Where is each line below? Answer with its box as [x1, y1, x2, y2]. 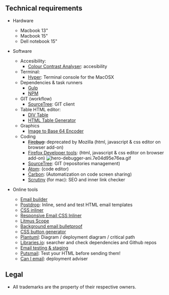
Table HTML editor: [20, 106, 61, 112]
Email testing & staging [20, 245, 69, 251]
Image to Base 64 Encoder [27, 128, 84, 134]
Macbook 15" [20, 32, 48, 39]
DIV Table [27, 112, 48, 118]
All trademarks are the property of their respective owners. [12, 284, 136, 290]
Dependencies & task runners [20, 79, 83, 85]
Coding [20, 133, 36, 139]
